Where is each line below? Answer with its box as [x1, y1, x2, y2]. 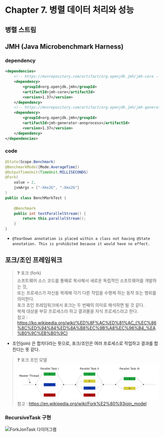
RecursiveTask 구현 [5, 414, 51, 421]
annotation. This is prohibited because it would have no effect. [12, 242, 150, 246]
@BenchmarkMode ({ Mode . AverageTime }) [5, 165, 80, 170]
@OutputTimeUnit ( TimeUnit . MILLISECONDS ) [5, 170, 89, 174]
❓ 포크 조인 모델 [17, 357, 47, 363]
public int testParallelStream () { [14, 211, 86, 216]
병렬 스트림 [5, 25, 37, 34]
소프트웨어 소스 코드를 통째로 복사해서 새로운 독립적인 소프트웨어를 [17, 277, 144, 283]
